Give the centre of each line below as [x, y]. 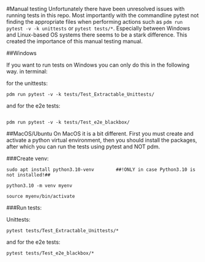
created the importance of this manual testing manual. [74, 41]
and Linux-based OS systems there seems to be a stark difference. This [97, 35]
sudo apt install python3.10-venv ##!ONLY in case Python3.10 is [101, 170]
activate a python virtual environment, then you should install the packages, [102, 140]
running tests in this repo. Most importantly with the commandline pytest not [102, 15]
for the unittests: [27, 83]
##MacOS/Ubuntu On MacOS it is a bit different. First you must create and [100, 133]
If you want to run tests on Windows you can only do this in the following [98, 65]
